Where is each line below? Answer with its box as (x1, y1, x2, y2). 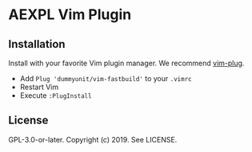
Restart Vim (19, 82, 58, 92)
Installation (8, 37, 66, 51)
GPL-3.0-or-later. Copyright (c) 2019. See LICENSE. (8, 134, 178, 144)
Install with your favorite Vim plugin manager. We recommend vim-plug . (8, 58, 245, 68)
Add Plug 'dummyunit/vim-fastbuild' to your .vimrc (19, 74, 192, 83)
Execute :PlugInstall (19, 91, 92, 100)
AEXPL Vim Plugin (8, 6, 132, 24)
